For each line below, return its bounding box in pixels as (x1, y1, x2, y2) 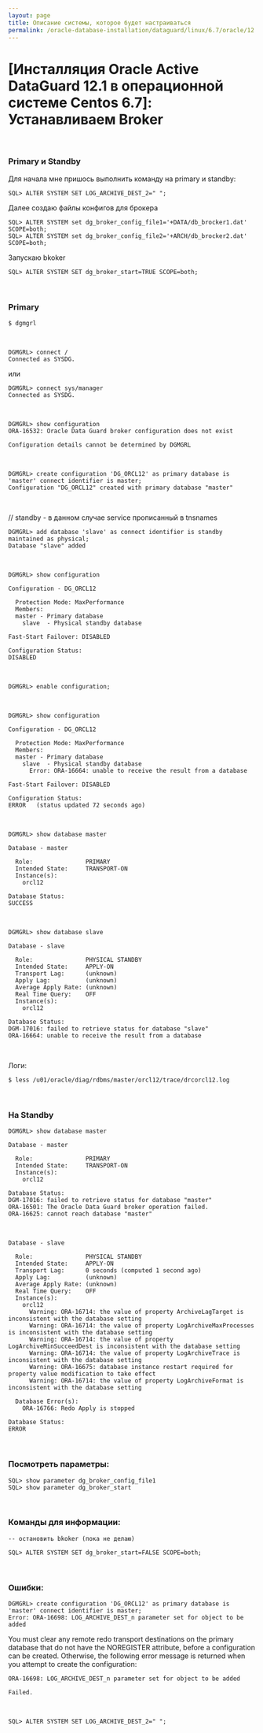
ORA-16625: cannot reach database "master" (8, 1210, 153, 1218)
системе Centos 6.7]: (8, 94, 153, 111)
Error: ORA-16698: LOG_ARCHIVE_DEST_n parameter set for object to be (8, 1614, 244, 1622)
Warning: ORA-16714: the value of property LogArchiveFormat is (28, 1377, 244, 1385)
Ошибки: (8, 1582, 45, 1593)
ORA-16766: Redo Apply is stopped (22, 1405, 135, 1412)
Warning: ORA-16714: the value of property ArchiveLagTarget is (28, 1308, 244, 1316)
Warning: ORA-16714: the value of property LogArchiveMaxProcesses (28, 1322, 255, 1330)
